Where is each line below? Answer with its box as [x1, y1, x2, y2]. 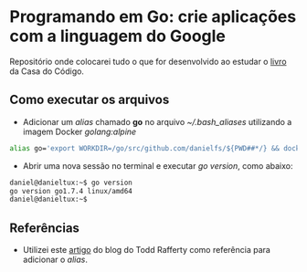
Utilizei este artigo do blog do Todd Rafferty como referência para [22, 245, 271, 256]
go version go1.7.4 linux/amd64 [9, 186, 132, 195]
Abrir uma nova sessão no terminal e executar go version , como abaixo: [22, 160, 294, 171]
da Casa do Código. [9, 66, 85, 77]
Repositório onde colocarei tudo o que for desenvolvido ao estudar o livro [9, 56, 287, 67]
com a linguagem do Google [9, 26, 227, 47]
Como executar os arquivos [9, 92, 170, 108]
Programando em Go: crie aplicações [9, 6, 297, 27]
